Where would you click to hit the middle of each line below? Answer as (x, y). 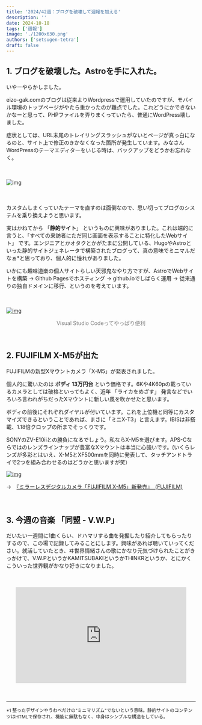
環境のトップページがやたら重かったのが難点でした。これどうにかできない (103, 107)
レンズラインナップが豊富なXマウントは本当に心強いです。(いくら (109, 447)
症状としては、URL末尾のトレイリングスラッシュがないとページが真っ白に (98, 135)
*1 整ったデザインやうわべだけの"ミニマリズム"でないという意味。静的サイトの (90, 711)
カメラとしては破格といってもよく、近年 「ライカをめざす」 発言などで (99, 391)
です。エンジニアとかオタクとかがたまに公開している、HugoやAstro (102, 243)
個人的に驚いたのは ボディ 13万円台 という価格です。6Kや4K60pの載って (96, 384)
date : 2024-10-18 (28, 23)
